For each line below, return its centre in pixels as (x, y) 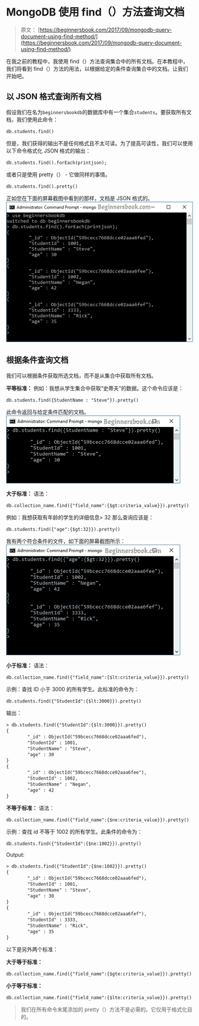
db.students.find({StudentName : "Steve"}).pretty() (73, 400)
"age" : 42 (41, 790)
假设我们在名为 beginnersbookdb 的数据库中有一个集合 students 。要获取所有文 (99, 112)
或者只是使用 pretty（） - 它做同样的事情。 (58, 174)
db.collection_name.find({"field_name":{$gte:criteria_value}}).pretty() (99, 974)
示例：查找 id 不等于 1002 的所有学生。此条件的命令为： (74, 831)
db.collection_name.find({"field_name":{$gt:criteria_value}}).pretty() (98, 505)
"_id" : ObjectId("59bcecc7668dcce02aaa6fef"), (87, 914)
